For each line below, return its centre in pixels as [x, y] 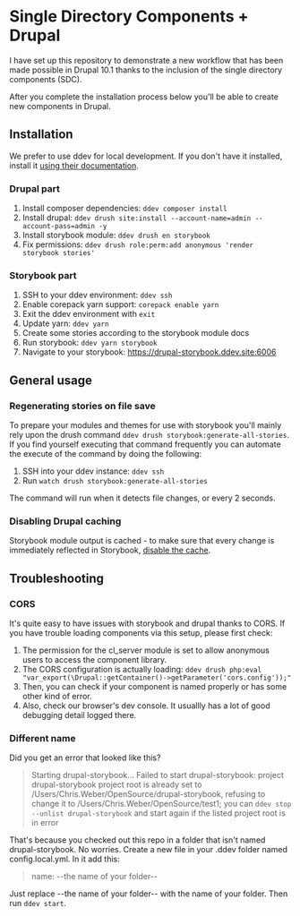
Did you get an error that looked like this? [85, 758]
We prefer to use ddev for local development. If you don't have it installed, [146, 156]
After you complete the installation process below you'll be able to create [144, 97]
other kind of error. [57, 697]
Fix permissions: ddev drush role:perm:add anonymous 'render [137, 244]
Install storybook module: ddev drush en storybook [116, 235]
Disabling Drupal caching [65, 521]
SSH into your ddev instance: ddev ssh [93, 471]
